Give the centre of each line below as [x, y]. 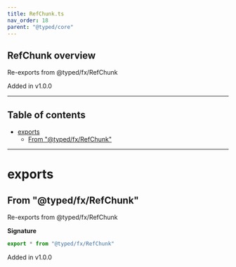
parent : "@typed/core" [40, 27]
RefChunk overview [52, 55]
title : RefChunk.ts [36, 14]
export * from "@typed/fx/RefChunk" [61, 244]
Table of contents [46, 114]
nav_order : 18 [28, 20]
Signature [22, 231]
